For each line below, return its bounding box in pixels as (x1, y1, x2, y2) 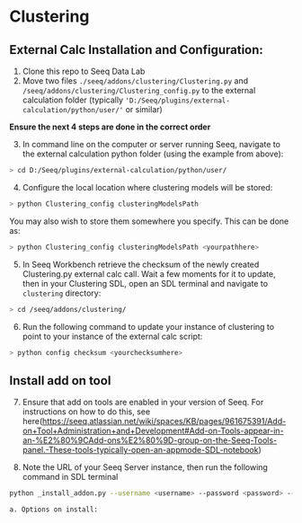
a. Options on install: (9, 505, 99, 514)
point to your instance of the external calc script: (22, 331, 203, 341)
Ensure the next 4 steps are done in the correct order (9, 121, 211, 132)
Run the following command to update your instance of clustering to (22, 321, 275, 332)
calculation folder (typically (22, 94, 124, 105)
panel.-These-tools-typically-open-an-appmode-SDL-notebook (22, 445, 259, 456)
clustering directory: (22, 288, 102, 298)
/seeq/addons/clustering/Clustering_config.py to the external (22, 85, 256, 95)
